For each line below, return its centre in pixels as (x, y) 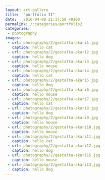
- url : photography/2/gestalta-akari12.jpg (54, 146)
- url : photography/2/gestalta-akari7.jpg (53, 99)
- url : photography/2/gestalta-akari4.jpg (53, 71)
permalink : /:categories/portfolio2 (44, 24)
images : (13, 38)
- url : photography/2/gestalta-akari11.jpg (54, 137)
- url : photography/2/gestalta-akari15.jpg (54, 155)
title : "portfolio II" (30, 15)
